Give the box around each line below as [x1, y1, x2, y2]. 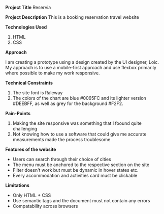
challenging [12, 126, 37, 131]
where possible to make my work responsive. [5, 70, 100, 76]
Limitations [5, 182, 29, 188]
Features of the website [5, 146, 56, 152]
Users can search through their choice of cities [12, 156, 111, 162]
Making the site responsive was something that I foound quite [12, 120, 142, 126]
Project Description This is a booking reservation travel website [5, 14, 140, 20]
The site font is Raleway [12, 90, 63, 96]
